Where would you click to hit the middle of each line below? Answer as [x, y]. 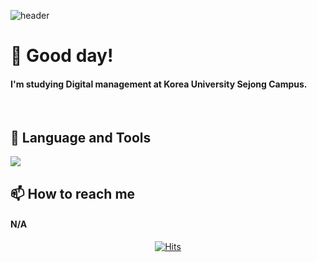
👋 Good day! [62, 56]
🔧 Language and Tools [81, 137]
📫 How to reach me [73, 193]
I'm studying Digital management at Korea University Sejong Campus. [159, 84]
